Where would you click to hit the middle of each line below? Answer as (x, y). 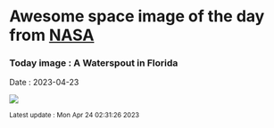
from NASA (52, 35)
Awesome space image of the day (137, 16)
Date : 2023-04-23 (44, 83)
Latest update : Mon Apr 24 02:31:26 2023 (75, 116)
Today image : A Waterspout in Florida (94, 63)
